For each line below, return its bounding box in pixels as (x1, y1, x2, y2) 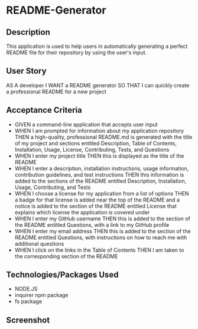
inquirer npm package (14, 292, 69, 299)
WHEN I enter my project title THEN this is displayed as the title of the (14, 152, 184, 159)
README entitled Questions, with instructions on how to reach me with (14, 234, 187, 241)
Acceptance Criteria (6, 105, 82, 115)
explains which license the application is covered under (14, 209, 150, 216)
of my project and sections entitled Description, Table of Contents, (14, 139, 177, 146)
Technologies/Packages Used (6, 270, 119, 280)
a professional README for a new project (6, 88, 106, 95)
